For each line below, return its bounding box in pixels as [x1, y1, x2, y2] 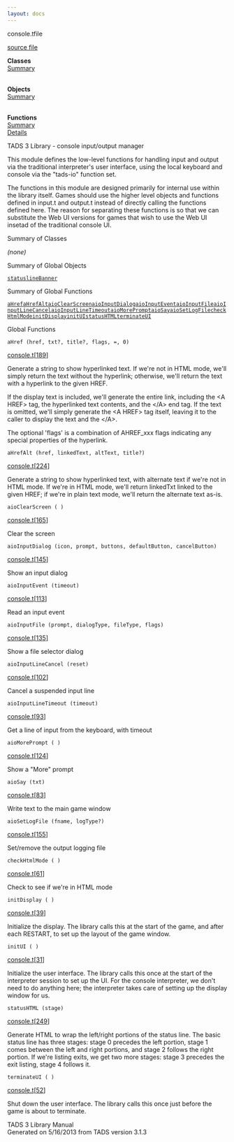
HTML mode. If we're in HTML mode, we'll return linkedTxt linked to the [7, 483, 213, 491]
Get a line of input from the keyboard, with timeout [7, 726, 152, 734]
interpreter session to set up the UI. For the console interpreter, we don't [7, 976, 216, 985]
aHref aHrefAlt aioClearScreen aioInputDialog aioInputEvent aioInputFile [7, 300, 214, 307]
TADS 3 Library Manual [7, 1120, 74, 1129]
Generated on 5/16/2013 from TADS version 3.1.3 [7, 1127, 147, 1136]
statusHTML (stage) [7, 1004, 64, 1011]
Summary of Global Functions [7, 287, 93, 295]
